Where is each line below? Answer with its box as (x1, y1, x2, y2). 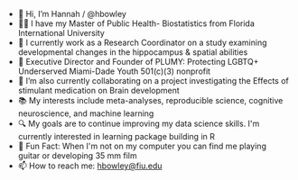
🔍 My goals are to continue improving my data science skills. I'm (17, 118, 260, 129)
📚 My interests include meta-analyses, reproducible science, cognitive (17, 95, 284, 105)
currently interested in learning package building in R (17, 131, 215, 141)
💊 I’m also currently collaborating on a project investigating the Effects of (17, 76, 289, 85)
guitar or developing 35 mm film (17, 150, 137, 161)
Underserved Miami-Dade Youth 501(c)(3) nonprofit (17, 66, 210, 76)
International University (17, 28, 106, 38)
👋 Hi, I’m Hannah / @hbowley (17, 9, 126, 19)
